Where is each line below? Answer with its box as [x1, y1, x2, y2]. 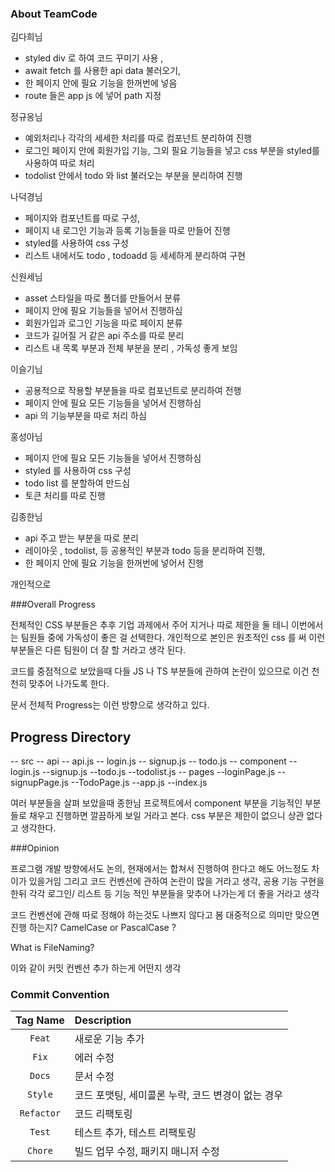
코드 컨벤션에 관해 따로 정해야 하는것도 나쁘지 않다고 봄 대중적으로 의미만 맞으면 [10, 909, 320, 921]
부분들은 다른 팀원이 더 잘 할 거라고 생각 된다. [10, 644, 187, 656]
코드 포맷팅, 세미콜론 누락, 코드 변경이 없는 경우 [74, 1088, 283, 1102]
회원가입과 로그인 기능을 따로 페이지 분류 [24, 317, 183, 329]
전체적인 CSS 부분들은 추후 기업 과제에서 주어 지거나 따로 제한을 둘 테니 [10, 619, 290, 631]
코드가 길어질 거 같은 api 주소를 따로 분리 [24, 330, 185, 342]
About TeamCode [10, 7, 98, 21]
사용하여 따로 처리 [24, 157, 95, 169]
